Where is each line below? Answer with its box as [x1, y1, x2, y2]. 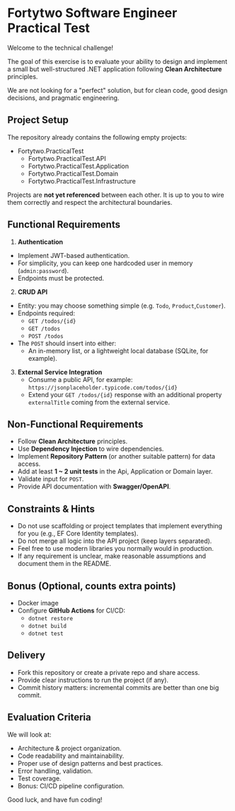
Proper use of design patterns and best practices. [17, 759, 164, 767]
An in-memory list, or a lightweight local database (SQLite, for [28, 346, 209, 355]
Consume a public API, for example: [28, 375, 133, 384]
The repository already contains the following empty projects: [7, 133, 188, 141]
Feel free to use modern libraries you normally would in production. [17, 544, 214, 553]
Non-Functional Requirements [7, 418, 144, 430]
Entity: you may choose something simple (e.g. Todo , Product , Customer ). [17, 301, 226, 310]
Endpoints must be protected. [17, 274, 105, 282]
